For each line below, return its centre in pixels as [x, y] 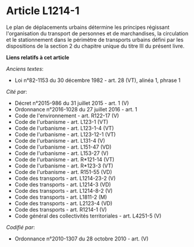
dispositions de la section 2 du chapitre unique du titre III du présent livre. [95, 46]
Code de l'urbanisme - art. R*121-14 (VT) [65, 159]
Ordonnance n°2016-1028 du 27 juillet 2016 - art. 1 [76, 109]
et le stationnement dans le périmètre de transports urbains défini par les [95, 39]
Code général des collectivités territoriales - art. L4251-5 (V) [88, 216]
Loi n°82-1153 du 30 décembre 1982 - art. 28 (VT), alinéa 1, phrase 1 [98, 80]
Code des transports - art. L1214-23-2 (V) [65, 178]
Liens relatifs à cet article [38, 57]
